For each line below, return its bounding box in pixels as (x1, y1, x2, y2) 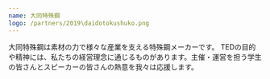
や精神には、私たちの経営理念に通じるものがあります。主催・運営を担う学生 (8, 52, 262, 61)
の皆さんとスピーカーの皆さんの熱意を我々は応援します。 (8, 61, 199, 72)
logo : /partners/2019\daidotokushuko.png (8, 19, 150, 27)
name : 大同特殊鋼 (8, 11, 60, 20)
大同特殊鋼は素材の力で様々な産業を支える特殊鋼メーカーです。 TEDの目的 (8, 41, 256, 52)
